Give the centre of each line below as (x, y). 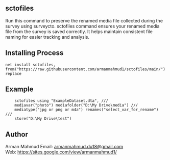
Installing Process (34, 53)
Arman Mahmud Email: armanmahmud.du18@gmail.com (64, 147)
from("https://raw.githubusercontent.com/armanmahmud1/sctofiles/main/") (86, 69)
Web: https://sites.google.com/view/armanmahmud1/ (61, 152)
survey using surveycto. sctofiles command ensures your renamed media (82, 26)
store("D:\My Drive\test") (43, 119)
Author (17, 134)
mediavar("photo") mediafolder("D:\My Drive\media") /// (76, 105)
